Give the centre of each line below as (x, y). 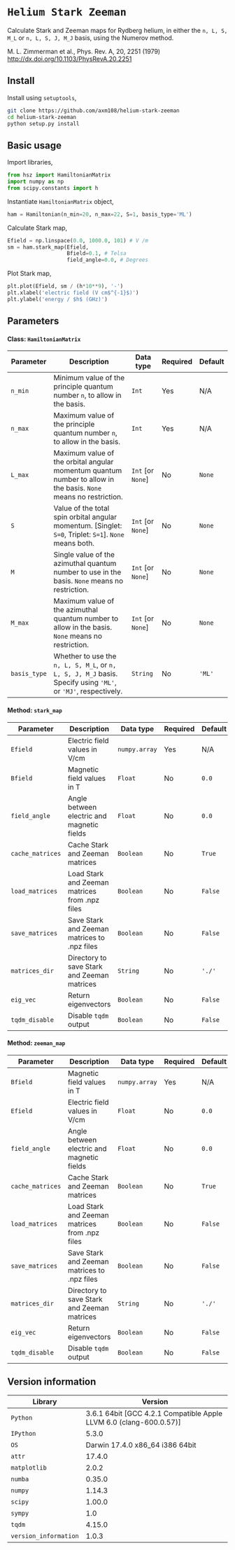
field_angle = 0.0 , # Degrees (108, 260)
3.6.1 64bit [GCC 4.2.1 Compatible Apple (154, 1413)
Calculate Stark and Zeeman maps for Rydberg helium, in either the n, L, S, (117, 30)
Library (45, 1402)
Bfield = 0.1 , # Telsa (97, 254)
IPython (23, 1433)
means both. (74, 544)
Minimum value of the (89, 378)
